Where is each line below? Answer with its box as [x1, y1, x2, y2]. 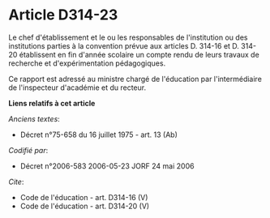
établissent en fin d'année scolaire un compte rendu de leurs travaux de [19, 49, 259, 59]
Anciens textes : [8, 113, 61, 123]
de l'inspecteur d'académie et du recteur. [8, 83, 147, 92]
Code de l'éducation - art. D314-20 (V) [19, 201, 150, 211]
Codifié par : [8, 145, 49, 155]
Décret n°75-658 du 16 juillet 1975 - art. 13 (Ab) [19, 130, 178, 139]
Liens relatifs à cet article [8, 98, 96, 108]
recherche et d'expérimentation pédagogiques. [8, 58, 166, 68]
